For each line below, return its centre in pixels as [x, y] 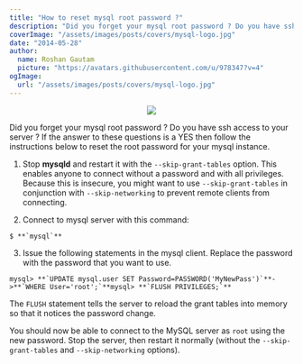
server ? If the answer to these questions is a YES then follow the [130, 137]
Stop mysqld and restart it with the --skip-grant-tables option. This [150, 164]
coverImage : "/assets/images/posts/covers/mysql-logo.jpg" [123, 34]
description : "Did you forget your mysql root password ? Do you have [145, 26]
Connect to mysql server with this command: [106, 219]
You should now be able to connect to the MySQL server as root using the [147, 331]
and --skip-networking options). [120, 350]
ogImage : [26, 77]
